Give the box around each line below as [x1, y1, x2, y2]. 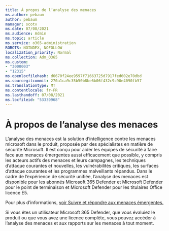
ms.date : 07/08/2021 [5, 26, 49, 31]
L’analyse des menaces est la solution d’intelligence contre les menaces [5, 136, 156, 142]
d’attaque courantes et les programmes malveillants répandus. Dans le [5, 168, 153, 174]
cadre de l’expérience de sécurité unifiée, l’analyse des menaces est [5, 174, 149, 180]
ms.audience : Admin [5, 31, 47, 36]
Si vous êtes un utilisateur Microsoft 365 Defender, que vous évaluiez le [5, 209, 155, 216]
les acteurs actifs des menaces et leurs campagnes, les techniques [5, 157, 146, 163]
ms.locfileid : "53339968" [5, 97, 60, 102]
